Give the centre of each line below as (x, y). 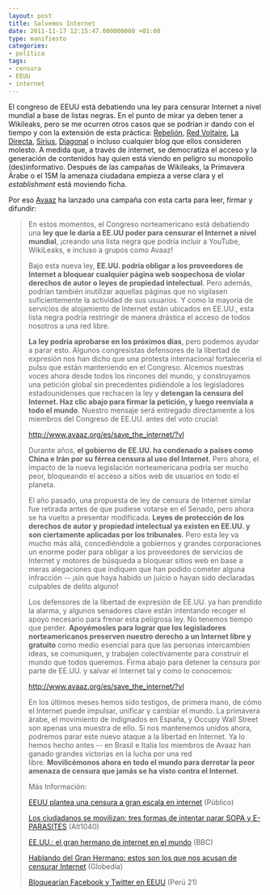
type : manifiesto (38, 38)
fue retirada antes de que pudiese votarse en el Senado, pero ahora (141, 509)
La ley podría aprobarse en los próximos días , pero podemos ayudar (143, 341)
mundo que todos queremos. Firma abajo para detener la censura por (144, 662)
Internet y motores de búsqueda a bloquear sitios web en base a (136, 560)
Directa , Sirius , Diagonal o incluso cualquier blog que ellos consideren (125, 141)
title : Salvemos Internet (52, 23)
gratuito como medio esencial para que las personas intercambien (139, 645)
